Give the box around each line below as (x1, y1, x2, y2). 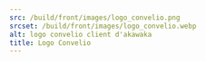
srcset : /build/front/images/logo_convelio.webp (9, 22, 197, 30)
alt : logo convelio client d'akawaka (9, 30, 152, 39)
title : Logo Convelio (9, 38, 92, 48)
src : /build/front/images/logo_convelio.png (9, 13, 181, 22)
